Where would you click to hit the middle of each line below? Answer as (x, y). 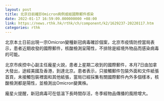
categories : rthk (23, 28)
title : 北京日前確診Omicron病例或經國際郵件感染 (50, 14)
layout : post (18, 10)
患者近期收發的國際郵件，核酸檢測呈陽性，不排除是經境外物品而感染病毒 (86, 48)
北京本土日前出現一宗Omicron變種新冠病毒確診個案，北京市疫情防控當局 (78, 42)
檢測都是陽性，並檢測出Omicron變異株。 (50, 83)
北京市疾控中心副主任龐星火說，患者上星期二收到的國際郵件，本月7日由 (77, 65)
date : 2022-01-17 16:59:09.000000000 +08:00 (51, 19)
